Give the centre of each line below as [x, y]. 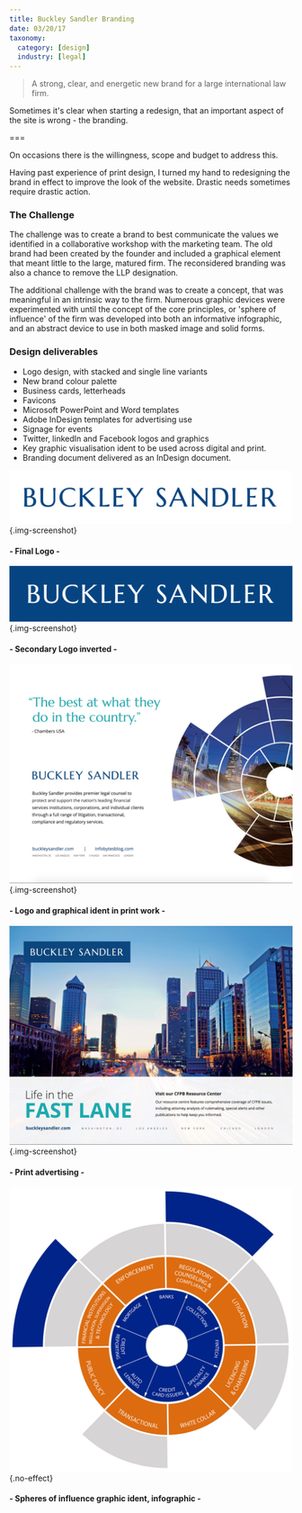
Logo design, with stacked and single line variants [115, 371]
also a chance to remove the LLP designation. [93, 273]
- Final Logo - [35, 551]
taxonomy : [28, 38]
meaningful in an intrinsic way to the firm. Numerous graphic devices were [147, 300]
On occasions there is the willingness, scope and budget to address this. [144, 155]
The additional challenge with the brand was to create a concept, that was [147, 290]
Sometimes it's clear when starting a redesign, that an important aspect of [147, 111]
